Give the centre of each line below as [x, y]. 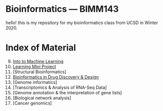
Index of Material [41, 48]
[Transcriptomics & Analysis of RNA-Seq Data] [60, 87]
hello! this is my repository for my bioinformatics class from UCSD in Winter [82, 23]
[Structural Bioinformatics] [40, 72]
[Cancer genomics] [32, 103]
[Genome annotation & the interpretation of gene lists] [67, 92]
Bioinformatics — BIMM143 [62, 9]
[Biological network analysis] [42, 98]
